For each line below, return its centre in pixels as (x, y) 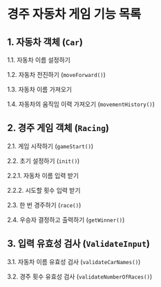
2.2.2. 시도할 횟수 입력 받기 (44, 190)
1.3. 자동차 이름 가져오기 (40, 89)
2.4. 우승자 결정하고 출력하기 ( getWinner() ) (66, 220)
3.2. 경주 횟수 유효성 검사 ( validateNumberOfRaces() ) (80, 276)
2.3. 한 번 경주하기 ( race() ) (44, 205)
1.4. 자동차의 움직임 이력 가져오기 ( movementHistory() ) (81, 104)
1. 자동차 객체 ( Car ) (45, 42)
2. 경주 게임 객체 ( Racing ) (58, 128)
